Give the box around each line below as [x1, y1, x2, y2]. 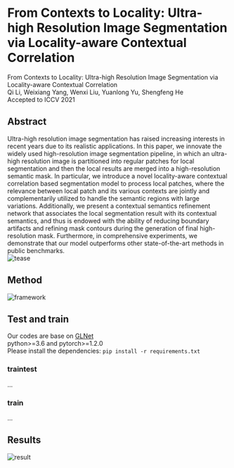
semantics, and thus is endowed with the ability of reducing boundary [7, 216, 209, 225]
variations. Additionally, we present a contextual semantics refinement [7, 202, 211, 210]
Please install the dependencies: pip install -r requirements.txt [7, 346, 200, 356]
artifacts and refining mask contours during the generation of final [7, 223, 199, 233]
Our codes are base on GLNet [7, 332, 93, 340]
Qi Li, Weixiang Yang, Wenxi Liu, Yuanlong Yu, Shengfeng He [7, 88, 184, 96]
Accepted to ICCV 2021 [7, 95, 75, 103]
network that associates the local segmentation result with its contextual [7, 209, 217, 217]
